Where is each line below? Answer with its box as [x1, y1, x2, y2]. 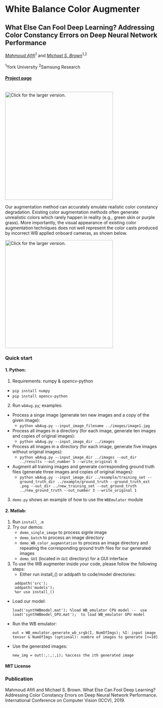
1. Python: [5, 367, 26, 373]
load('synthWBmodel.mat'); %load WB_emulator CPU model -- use [12, 608, 147, 613]
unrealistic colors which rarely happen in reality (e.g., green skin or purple [5, 214, 155, 220]
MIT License [5, 663, 31, 669]
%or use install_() [14, 589, 55, 594]
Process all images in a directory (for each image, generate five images [12, 443, 157, 449]
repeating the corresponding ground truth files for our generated [19, 545, 151, 551]
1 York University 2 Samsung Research [5, 63, 80, 70]
